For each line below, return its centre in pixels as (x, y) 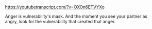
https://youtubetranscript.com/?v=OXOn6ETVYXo (55, 7)
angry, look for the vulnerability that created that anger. (60, 22)
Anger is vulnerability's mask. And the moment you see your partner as (76, 16)
